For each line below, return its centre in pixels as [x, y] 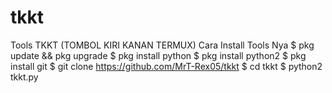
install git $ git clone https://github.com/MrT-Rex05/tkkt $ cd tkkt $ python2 [166, 66]
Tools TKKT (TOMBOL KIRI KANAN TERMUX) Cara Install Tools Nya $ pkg [162, 45]
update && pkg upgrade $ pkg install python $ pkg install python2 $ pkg [158, 55]
